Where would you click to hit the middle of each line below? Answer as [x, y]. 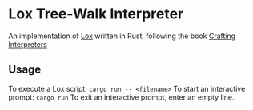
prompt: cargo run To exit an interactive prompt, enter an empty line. [121, 97]
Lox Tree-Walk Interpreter [96, 14]
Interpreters [28, 44]
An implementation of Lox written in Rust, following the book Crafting [122, 36]
